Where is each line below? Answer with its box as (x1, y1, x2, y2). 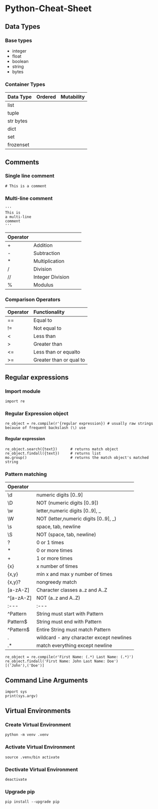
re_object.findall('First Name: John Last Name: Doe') (5, 659, 119, 664)
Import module (5, 388, 41, 395)
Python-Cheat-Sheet (5, 3, 92, 14)
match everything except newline (36, 642, 113, 649)
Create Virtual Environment (5, 721, 71, 728)
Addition (33, 242, 53, 249)
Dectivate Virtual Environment (5, 766, 78, 773)
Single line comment (5, 173, 54, 179)
